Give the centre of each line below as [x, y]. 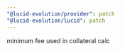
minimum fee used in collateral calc [59, 40]
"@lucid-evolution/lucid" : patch [56, 21]
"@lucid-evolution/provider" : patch [61, 14]
